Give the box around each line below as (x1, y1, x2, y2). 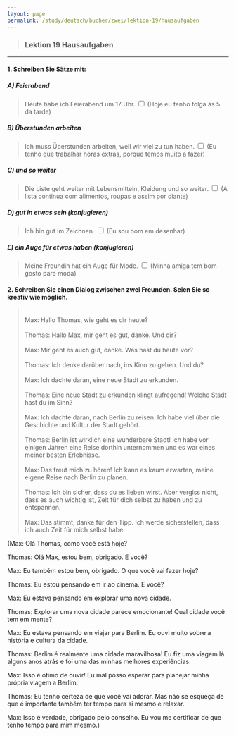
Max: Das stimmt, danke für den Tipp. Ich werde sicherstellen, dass (24, 518, 220, 527)
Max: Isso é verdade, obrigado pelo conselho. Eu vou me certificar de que (7, 713, 222, 722)
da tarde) (24, 107, 51, 116)
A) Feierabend (7, 81, 50, 90)
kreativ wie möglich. (7, 293, 68, 301)
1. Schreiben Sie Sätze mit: (7, 65, 86, 74)
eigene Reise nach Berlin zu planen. (24, 473, 129, 482)
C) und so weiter (7, 166, 56, 174)
